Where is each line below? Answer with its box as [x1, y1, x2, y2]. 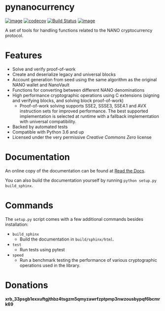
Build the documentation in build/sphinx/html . [19, 236, 114, 242]
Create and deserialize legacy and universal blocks [12, 71, 116, 77]
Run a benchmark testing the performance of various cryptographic [19, 257, 158, 263]
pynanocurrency [5, 1, 75, 13]
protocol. [5, 33, 24, 38]
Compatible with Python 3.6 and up [12, 129, 84, 135]
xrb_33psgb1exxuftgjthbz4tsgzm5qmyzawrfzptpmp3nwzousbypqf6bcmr [5, 296, 160, 302]
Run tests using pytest [19, 246, 65, 252]
